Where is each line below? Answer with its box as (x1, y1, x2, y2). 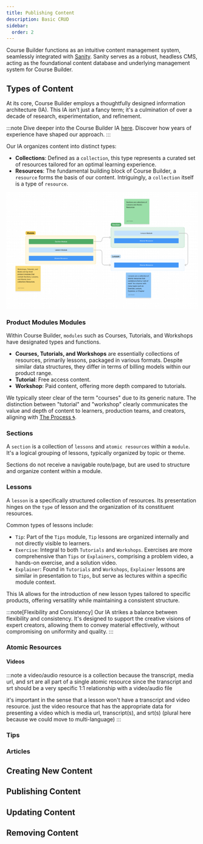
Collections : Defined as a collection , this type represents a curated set (15, 154, 196, 162)
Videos (6, 658, 25, 665)
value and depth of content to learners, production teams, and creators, (6, 407, 186, 414)
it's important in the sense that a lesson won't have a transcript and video (6, 696, 190, 704)
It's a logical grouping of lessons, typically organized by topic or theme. (6, 449, 185, 457)
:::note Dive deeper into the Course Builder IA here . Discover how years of (6, 125, 192, 132)
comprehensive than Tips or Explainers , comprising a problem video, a (15, 552, 194, 559)
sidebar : (6, 22, 29, 29)
